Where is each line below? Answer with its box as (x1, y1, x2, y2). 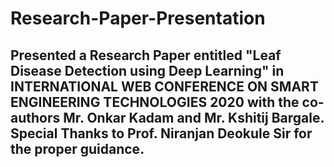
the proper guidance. (10, 140, 145, 157)
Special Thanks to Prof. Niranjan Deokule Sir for (10, 125, 313, 142)
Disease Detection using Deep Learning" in (10, 62, 285, 79)
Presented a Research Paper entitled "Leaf (10, 47, 282, 64)
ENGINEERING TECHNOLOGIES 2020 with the (10, 93, 300, 111)
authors (10, 109, 61, 126)
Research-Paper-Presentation (10, 7, 266, 30)
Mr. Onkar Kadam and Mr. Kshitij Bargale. (63, 109, 325, 126)
